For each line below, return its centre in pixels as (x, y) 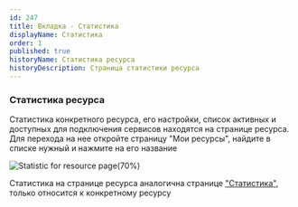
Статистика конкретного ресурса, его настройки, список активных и (143, 119)
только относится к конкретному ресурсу (90, 193)
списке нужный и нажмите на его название (93, 148)
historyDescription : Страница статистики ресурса (105, 69)
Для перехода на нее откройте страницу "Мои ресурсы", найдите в (140, 139)
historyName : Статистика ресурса (72, 60)
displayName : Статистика (56, 34)
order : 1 (26, 43)
